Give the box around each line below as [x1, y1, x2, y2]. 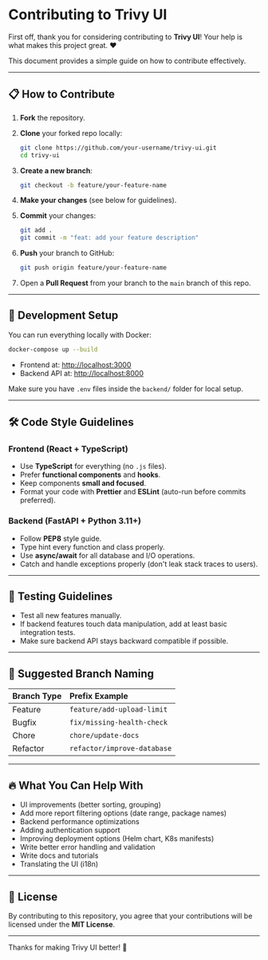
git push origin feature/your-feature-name [19, 264, 167, 272]
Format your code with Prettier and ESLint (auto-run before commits [19, 487, 246, 497]
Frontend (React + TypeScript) [8, 443, 129, 454]
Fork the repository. [19, 113, 85, 122]
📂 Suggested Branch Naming [8, 667, 154, 680]
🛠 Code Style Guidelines [8, 415, 134, 429]
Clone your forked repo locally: [19, 128, 123, 137]
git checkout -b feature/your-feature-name [19, 181, 167, 189]
